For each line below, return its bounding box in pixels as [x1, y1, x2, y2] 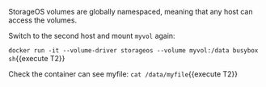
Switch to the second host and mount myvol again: [8, 31, 175, 40]
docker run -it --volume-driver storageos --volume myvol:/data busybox [8, 47, 259, 55]
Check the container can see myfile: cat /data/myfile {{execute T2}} [8, 69, 239, 79]
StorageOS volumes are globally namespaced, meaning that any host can [8, 7, 253, 16]
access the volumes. [8, 15, 78, 25]
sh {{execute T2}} [8, 54, 65, 63]
